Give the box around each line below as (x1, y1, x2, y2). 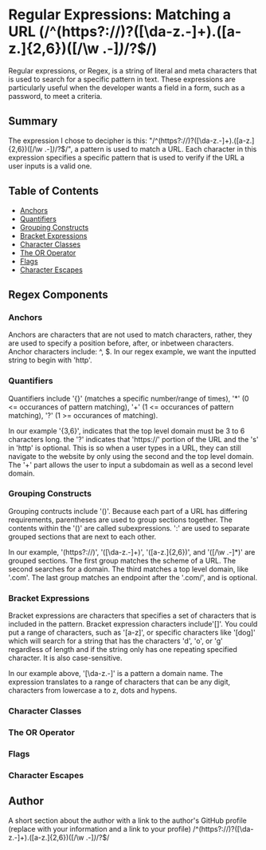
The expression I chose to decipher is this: (8, 136, 147, 145)
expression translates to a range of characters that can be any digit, (8, 677, 231, 687)
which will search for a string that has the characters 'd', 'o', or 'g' (8, 636, 223, 646)
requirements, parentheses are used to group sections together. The (8, 515, 233, 524)
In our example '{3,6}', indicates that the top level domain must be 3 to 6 (8, 425, 245, 436)
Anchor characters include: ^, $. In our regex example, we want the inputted (8, 347, 256, 357)
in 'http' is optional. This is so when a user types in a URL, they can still (8, 443, 241, 453)
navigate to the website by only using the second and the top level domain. (8, 451, 254, 461)
